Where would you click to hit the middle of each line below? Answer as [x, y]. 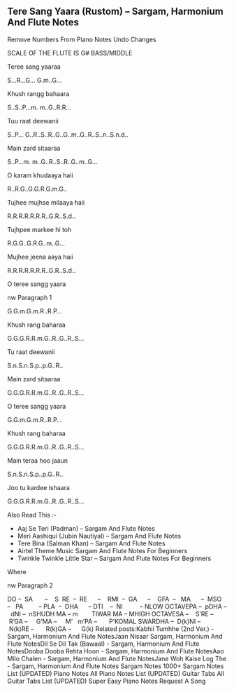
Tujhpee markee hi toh [39, 229]
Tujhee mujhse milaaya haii [46, 202]
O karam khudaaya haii [40, 175]
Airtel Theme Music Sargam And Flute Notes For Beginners [102, 550]
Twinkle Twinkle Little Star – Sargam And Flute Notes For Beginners [114, 558]
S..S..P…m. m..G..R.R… [39, 107]
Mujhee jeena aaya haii [40, 257]
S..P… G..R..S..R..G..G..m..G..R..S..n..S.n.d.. [68, 134]
